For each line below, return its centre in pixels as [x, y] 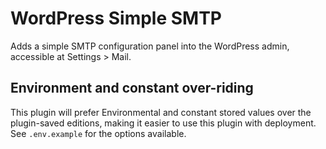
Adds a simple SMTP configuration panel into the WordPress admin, [150, 46]
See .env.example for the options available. [98, 133]
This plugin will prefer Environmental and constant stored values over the [161, 112]
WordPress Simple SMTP [116, 18]
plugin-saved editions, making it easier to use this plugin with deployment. [163, 123]
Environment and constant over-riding [132, 88]
